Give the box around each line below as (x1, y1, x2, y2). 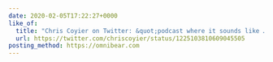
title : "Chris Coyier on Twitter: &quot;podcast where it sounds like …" (15, 27, 271, 35)
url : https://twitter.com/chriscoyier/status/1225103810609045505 (15, 34, 245, 43)
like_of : (8, 19, 38, 27)
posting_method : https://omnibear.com (8, 42, 140, 50)
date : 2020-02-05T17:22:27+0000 (8, 11, 118, 20)
